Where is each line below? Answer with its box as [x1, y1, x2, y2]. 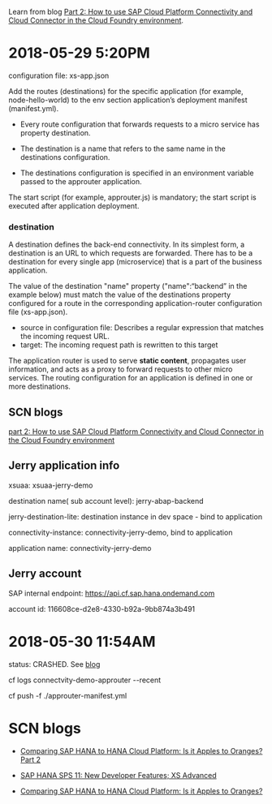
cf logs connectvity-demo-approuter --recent [8, 675, 162, 685]
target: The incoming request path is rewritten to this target [19, 340, 218, 350]
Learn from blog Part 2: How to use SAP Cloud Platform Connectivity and [8, 7, 253, 16]
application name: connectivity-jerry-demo [8, 543, 152, 552]
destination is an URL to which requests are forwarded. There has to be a [8, 248, 253, 258]
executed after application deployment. [8, 200, 140, 210]
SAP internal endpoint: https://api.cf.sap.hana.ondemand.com [8, 588, 215, 598]
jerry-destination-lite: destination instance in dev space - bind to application [8, 511, 262, 522]
